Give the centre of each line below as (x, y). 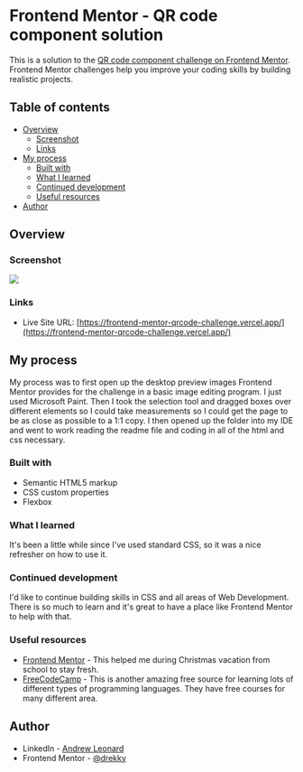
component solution (87, 35)
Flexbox (37, 501)
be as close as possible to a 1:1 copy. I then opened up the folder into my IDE (151, 420)
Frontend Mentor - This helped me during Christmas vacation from (146, 659)
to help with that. (41, 617)
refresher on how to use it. (59, 554)
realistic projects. (41, 79)
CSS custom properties (66, 492)
